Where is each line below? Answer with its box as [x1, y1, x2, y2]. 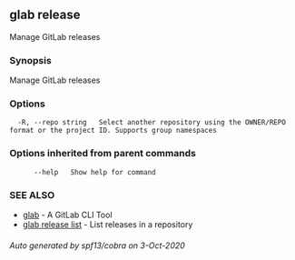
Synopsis [9, 54, 52, 66]
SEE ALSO [9, 188, 55, 201]
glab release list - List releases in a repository [22, 219, 193, 230]
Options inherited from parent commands [9, 147, 197, 160]
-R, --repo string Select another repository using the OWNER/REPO [17, 118, 286, 127]
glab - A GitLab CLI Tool [22, 209, 113, 220]
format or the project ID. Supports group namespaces [9, 126, 218, 135]
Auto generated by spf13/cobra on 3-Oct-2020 [9, 240, 186, 251]
